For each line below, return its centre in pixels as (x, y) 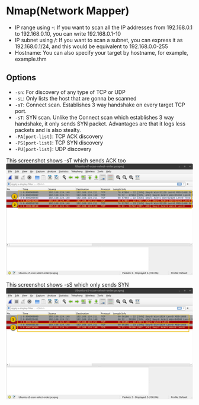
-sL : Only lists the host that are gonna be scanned (76, 98)
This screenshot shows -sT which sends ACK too (66, 160)
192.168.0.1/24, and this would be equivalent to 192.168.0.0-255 (91, 46)
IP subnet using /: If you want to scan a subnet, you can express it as (99, 40)
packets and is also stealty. (48, 130)
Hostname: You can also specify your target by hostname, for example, (101, 52)
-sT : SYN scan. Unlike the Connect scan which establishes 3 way (94, 117)
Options (21, 78)
